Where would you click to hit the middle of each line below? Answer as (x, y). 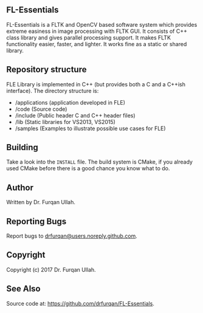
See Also (23, 289)
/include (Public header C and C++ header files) (75, 115)
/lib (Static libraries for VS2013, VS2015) (65, 122)
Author (20, 187)
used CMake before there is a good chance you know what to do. (88, 168)
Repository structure (46, 70)
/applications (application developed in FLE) (70, 102)
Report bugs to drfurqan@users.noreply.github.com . (72, 236)
